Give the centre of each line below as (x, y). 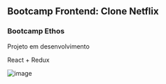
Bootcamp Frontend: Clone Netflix (83, 11)
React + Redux (29, 60)
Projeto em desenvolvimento (48, 46)
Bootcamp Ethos (36, 31)
